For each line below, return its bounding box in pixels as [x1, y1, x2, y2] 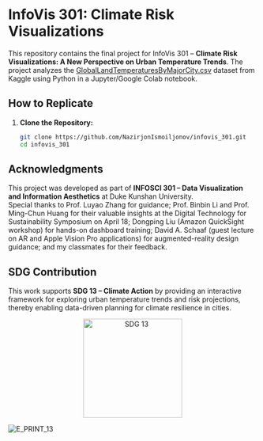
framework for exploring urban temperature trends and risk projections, [8, 295, 241, 304]
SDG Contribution [8, 265, 97, 279]
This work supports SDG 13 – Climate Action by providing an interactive [8, 287, 242, 296]
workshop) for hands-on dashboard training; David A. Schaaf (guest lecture [8, 226, 254, 235]
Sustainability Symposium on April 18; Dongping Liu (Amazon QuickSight [8, 217, 245, 226]
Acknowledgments [8, 162, 104, 176]
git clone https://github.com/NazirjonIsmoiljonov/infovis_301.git [19, 133, 246, 141]
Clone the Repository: [19, 117, 93, 127]
